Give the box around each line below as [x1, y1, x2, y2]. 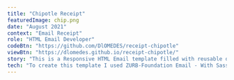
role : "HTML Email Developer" [7, 36, 95, 43]
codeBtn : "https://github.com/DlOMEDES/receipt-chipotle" [7, 42, 179, 49]
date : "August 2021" [7, 23, 68, 30]
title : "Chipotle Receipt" [7, 10, 86, 17]
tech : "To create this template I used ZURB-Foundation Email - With [7, 62, 214, 69]
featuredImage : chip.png [7, 17, 79, 24]
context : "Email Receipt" [7, 29, 82, 37]
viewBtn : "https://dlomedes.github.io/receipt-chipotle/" [7, 49, 179, 56]
